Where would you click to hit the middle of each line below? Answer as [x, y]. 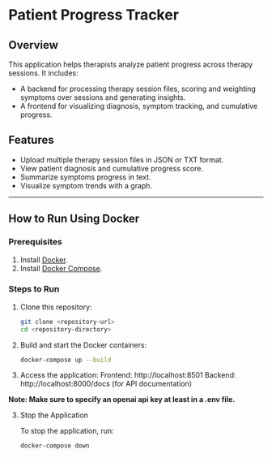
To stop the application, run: [67, 431]
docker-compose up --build [66, 360]
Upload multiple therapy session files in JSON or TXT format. [122, 159]
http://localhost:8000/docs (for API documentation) [106, 384]
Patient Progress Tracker [94, 15]
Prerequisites [35, 242]
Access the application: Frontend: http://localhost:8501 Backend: [128, 375]
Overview [34, 45]
